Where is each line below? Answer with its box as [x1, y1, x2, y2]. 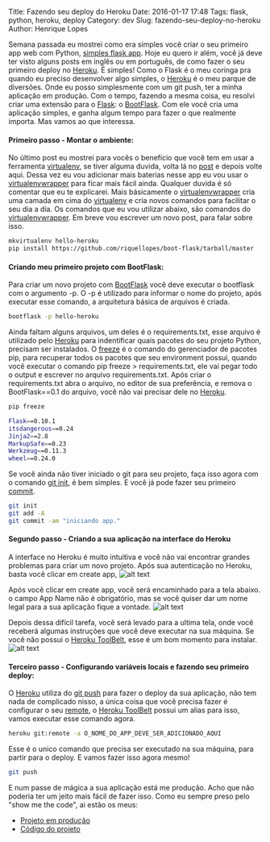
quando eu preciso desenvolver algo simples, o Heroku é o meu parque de [8, 74, 256, 83]
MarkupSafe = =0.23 [8, 439, 67, 448]
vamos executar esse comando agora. [8, 714, 135, 724]
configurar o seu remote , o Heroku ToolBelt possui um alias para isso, [8, 705, 240, 715]
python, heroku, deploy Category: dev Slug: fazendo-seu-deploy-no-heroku [8, 15, 261, 25]
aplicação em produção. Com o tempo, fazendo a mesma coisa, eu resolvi [8, 91, 255, 100]
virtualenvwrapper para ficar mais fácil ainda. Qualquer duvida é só [8, 179, 232, 189]
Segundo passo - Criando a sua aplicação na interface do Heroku [8, 534, 231, 544]
